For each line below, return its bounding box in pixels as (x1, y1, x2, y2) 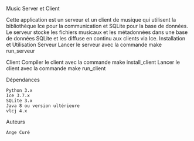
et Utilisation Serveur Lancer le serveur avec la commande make (6, 41, 162, 48)
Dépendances (6, 76, 40, 83)
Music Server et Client (6, 5, 60, 12)
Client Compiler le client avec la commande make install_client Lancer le (6, 59, 181, 66)
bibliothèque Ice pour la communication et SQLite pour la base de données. (6, 23, 189, 29)
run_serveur (6, 47, 35, 54)
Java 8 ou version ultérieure (6, 103, 80, 109)
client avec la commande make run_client (6, 65, 106, 72)
